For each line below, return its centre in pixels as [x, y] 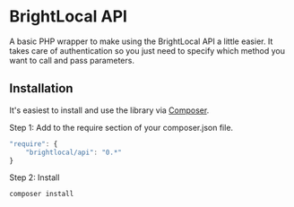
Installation [41, 88]
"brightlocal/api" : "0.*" [74, 152]
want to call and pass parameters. [72, 60]
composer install [42, 194]
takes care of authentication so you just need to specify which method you [147, 50]
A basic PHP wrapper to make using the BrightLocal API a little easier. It [141, 41]
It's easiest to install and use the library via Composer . [109, 110]
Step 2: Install [35, 177]
